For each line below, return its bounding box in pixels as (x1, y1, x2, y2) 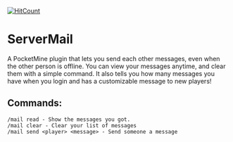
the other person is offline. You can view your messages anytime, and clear (7, 62, 226, 70)
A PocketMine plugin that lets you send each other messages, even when (7, 54, 220, 63)
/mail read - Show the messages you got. (7, 116, 131, 123)
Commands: (7, 97, 63, 109)
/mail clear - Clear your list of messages (7, 122, 137, 129)
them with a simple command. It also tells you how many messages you (7, 69, 215, 77)
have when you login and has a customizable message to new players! (7, 77, 212, 85)
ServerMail (7, 32, 74, 47)
